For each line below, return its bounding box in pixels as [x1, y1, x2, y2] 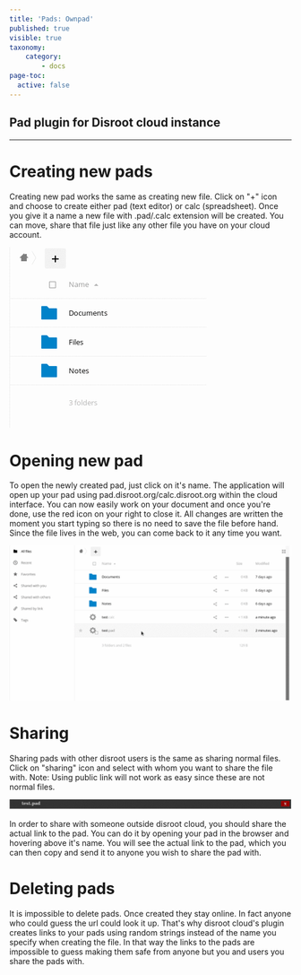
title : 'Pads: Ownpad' [9, 14, 94, 23]
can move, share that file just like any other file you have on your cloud [9, 220, 271, 231]
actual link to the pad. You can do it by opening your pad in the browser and [9, 828, 289, 839]
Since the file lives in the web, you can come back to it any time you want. [9, 527, 282, 538]
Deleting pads [9, 879, 116, 899]
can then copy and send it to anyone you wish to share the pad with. [9, 848, 262, 858]
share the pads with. [9, 956, 85, 967]
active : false [17, 81, 70, 90]
